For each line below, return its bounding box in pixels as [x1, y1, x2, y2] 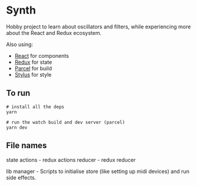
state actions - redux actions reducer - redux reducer [6, 156, 136, 163]
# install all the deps [6, 104, 65, 110]
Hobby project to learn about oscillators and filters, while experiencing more [6, 23, 191, 30]
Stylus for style [14, 71, 52, 78]
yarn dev [6, 125, 28, 130]
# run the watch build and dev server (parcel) [6, 119, 126, 125]
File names [6, 141, 47, 151]
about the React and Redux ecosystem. [6, 29, 102, 36]
